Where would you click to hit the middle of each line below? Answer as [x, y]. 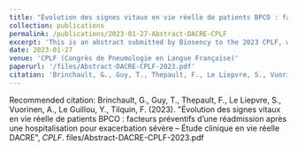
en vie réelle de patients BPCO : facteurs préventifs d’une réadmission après [148, 118]
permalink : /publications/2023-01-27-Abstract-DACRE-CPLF [118, 34]
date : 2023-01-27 [41, 50]
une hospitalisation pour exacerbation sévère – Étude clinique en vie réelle [145, 128]
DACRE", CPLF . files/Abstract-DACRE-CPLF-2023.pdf [107, 137]
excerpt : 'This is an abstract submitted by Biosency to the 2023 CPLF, [146, 42]
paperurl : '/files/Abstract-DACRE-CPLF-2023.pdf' [103, 67]
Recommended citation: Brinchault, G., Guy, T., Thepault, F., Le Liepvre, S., [145, 100]
